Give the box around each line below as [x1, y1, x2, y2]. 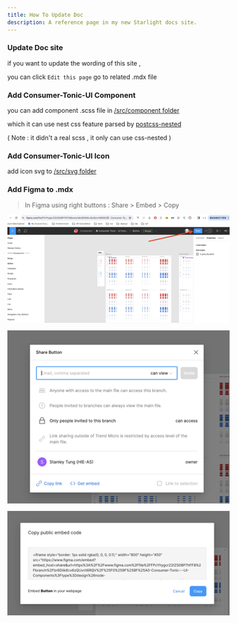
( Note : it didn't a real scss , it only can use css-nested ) [7, 134, 171, 142]
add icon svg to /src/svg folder [7, 167, 97, 175]
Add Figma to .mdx [7, 185, 73, 195]
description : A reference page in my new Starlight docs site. [7, 18, 197, 26]
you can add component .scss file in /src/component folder [7, 106, 180, 115]
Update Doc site [7, 43, 63, 53]
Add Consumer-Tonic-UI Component [7, 90, 136, 100]
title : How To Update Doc [7, 11, 83, 18]
